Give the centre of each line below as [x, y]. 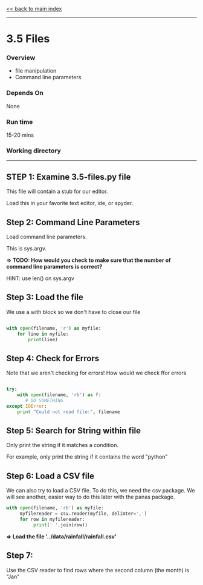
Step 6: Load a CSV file [50, 476]
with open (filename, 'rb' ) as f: [59, 395]
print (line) [43, 339]
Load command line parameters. [47, 237]
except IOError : [27, 406]
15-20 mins [20, 135]
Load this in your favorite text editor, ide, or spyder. [70, 203]
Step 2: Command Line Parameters [73, 222]
